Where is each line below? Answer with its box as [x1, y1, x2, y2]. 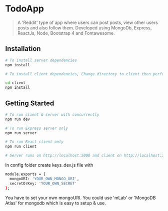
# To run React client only [5, 139, 64, 145]
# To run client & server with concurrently [5, 112, 99, 117]
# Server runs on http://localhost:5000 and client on [5, 153, 122, 158]
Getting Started [5, 99, 54, 107]
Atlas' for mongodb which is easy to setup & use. [5, 200, 106, 206]
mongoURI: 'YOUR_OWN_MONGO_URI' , [9, 176, 79, 181]
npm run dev [5, 117, 30, 122]
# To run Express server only [5, 126, 68, 131]
